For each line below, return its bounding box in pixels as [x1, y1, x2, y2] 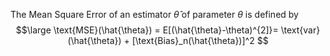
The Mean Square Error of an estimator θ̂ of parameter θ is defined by [10, 9, 299, 20]
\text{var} [280, 24, 321, 36]
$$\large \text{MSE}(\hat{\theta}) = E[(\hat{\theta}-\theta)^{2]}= [15, 24, 279, 36]
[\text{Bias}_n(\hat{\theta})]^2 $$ [131, 35, 269, 46]
